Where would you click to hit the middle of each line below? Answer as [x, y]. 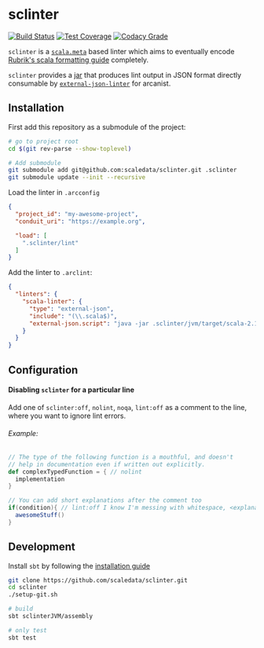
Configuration [43, 370]
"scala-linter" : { [52, 302]
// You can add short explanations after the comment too [105, 500]
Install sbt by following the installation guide [79, 566]
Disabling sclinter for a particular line [71, 390]
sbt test [22, 638]
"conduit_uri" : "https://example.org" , [81, 221]
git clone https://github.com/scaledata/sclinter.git [98, 580]
